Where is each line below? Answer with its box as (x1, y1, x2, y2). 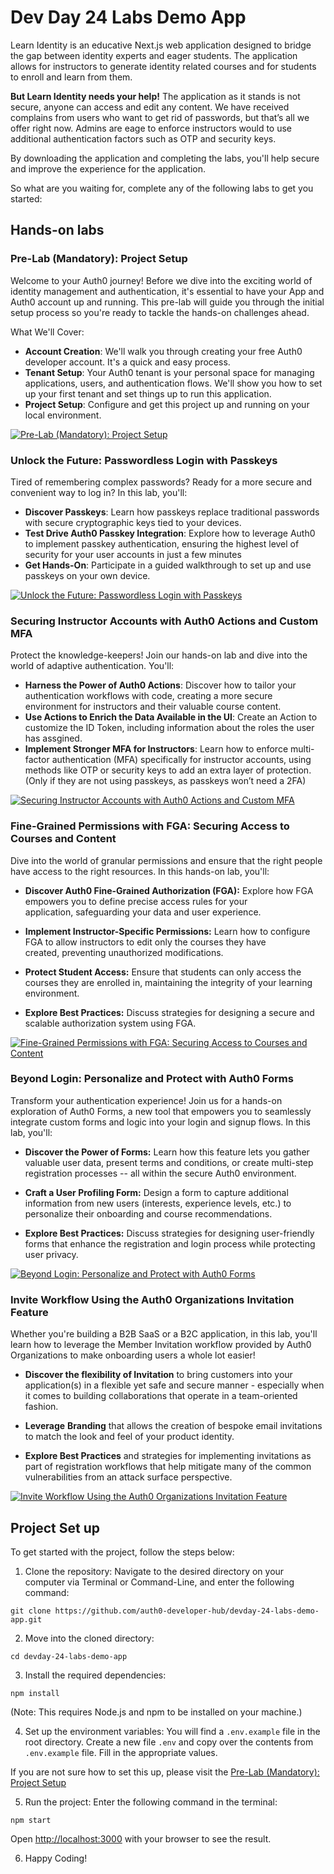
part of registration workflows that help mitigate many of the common (24, 1461, 312, 1473)
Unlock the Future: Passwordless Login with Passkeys (10, 453, 278, 467)
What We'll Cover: (10, 326, 85, 338)
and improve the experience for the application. (10, 162, 207, 175)
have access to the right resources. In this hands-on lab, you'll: (10, 865, 270, 877)
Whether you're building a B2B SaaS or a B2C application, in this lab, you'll (10, 1328, 318, 1340)
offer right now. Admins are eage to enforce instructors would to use (10, 122, 292, 134)
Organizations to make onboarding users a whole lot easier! (10, 1349, 256, 1361)
